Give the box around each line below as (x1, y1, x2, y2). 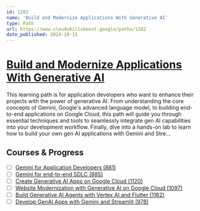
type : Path (6, 20, 34, 26)
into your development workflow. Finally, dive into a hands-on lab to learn (6, 123, 191, 131)
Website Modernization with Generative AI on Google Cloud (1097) (15, 184, 183, 192)
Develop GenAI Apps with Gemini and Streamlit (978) (15, 198, 149, 206)
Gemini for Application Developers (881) (15, 163, 116, 171)
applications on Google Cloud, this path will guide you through (24, 110, 182, 118)
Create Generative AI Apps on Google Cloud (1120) (15, 177, 143, 185)
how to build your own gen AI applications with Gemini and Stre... (6, 130, 171, 137)
